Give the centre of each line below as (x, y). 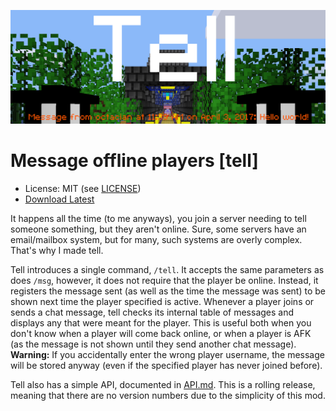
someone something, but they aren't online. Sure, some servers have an (158, 229)
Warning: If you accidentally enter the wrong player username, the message (167, 354)
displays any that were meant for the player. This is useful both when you (161, 322)
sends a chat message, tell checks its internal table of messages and (152, 312)
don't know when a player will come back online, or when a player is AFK (161, 333)
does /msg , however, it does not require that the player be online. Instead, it (164, 280)
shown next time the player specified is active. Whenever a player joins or (162, 301)
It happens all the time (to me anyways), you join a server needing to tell (158, 218)
